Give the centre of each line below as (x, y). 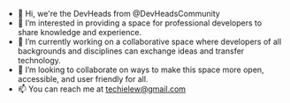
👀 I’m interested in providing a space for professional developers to (140, 23)
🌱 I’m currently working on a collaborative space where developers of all (149, 41)
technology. (39, 60)
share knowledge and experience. (80, 32)
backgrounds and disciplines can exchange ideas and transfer (131, 51)
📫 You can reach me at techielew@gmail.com (102, 89)
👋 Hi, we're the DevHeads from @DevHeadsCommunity (119, 14)
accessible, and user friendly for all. (83, 79)
